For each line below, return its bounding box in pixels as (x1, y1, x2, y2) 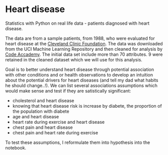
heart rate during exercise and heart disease (12, 119, 105, 125)
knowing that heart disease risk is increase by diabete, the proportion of (12, 103, 162, 109)
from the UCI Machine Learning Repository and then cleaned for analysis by (5, 46, 162, 52)
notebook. (5, 144, 27, 150)
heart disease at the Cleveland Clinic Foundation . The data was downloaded (5, 40, 163, 46)
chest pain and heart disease (12, 124, 73, 130)
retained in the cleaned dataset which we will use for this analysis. (5, 56, 142, 62)
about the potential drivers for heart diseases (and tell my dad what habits (5, 77, 158, 83)
